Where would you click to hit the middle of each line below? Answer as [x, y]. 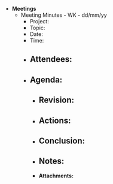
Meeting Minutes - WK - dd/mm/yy [64, 15]
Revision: [56, 100]
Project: [39, 21]
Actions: [55, 120]
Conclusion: [62, 141]
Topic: [37, 28]
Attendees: [51, 59]
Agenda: [46, 79]
